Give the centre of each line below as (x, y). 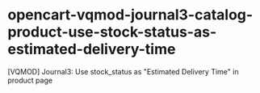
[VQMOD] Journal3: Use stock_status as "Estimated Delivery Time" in (123, 71)
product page (30, 80)
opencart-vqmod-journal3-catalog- (130, 15)
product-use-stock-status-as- (112, 32)
